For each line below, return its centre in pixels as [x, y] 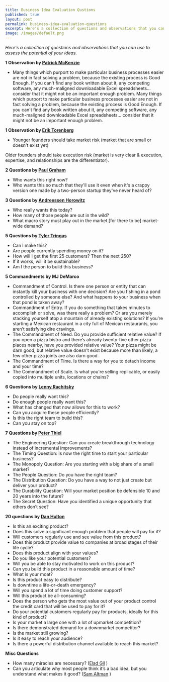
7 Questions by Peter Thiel [33, 433]
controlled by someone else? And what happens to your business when [87, 297]
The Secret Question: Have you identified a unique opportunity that [82, 501]
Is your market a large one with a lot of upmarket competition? [77, 622]
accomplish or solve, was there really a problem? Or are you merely [82, 313]
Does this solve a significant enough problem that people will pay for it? [87, 531]
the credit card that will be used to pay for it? [59, 606]
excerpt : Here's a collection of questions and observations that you [81, 29]
